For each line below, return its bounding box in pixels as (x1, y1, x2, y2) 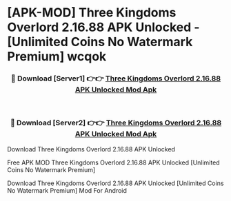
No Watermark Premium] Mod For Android (7, 186, 128, 194)
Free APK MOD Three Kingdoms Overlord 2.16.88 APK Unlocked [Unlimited (7, 158, 220, 167)
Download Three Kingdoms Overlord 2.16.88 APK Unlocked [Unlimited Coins (7, 179, 224, 187)
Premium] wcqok (7, 49, 107, 65)
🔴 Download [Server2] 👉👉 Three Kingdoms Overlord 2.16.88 (10, 118, 222, 128)
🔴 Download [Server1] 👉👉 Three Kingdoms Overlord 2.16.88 (10, 74, 221, 83)
